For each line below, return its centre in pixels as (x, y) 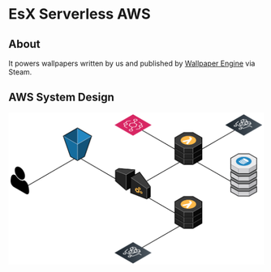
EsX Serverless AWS (80, 14)
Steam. (20, 72)
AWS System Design (62, 98)
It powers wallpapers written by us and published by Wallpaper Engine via (132, 63)
